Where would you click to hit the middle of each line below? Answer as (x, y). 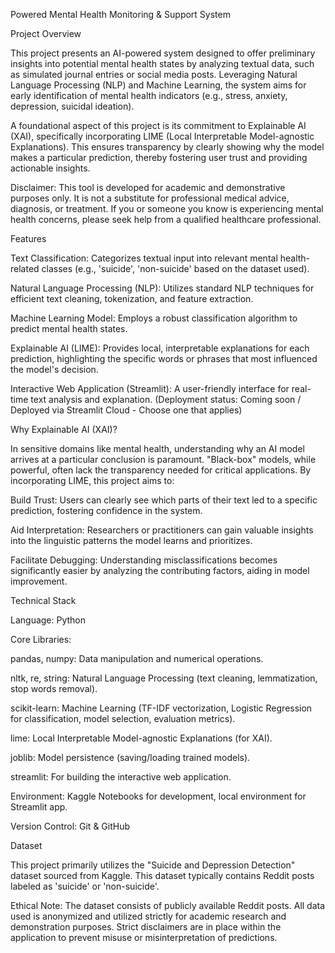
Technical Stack (43, 600)
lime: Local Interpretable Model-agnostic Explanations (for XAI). (141, 738)
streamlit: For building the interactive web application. (121, 777)
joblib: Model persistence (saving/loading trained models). (130, 757)
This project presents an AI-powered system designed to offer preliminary (163, 53)
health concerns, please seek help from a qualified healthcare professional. (166, 219)
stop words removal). (54, 688)
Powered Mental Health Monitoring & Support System (120, 14)
